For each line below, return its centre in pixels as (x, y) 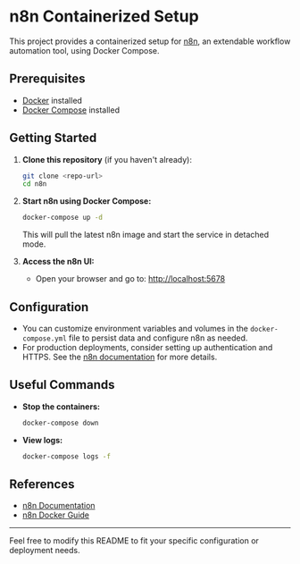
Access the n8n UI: (58, 262)
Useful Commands (62, 385)
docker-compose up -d (62, 218)
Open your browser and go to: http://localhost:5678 (130, 279)
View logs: (42, 440)
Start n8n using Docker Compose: (87, 201)
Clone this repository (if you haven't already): (107, 159)
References (42, 484)
